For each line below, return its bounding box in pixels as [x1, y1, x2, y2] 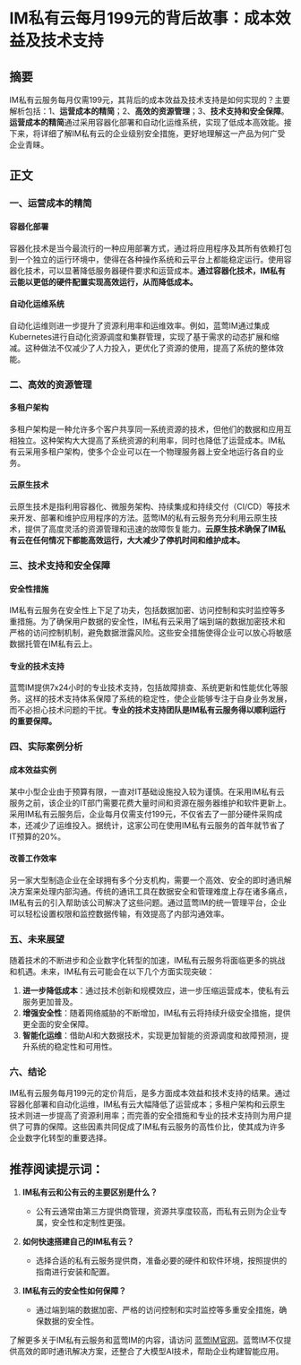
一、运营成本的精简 [9, 197, 92, 210]
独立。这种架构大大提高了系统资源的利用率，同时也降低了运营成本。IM [16, 435, 278, 445]
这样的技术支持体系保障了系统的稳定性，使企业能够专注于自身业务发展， [24, 694, 292, 704]
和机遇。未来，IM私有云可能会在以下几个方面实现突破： [9, 966, 215, 977]
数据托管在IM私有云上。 [9, 638, 98, 650]
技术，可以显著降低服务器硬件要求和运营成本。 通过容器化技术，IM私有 [24, 265, 286, 276]
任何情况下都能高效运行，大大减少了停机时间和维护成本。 [32, 535, 245, 546]
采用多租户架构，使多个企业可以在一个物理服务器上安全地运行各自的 [24, 445, 276, 457]
